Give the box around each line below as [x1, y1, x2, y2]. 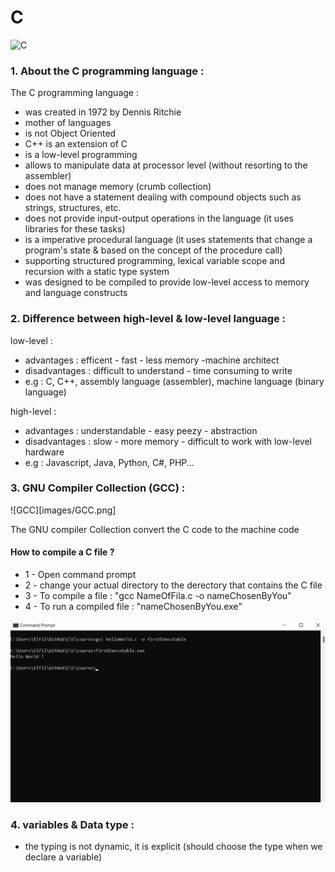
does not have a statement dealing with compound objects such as [24, 191, 302, 203]
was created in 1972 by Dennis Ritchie [24, 106, 182, 118]
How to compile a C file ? [10, 546, 115, 558]
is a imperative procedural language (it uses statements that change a [24, 234, 313, 246]
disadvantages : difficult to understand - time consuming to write [24, 364, 293, 376]
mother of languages [24, 117, 112, 129]
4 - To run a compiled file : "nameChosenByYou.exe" [24, 601, 243, 613]
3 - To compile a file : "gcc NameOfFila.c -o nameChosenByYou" [24, 590, 292, 602]
